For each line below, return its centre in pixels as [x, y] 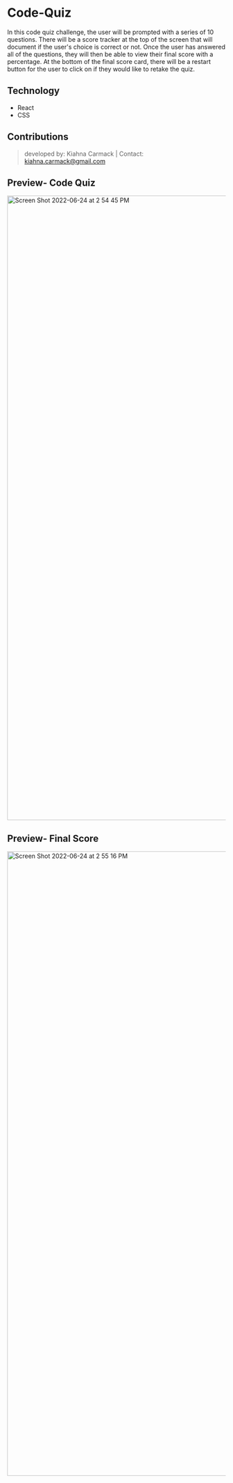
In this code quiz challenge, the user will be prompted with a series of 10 [111, 32]
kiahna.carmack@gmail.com [65, 161]
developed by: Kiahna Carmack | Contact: [84, 154]
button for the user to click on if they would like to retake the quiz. [101, 69]
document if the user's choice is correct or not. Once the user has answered [116, 47]
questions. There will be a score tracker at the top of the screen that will [110, 39]
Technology [34, 91]
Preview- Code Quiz [51, 183]
